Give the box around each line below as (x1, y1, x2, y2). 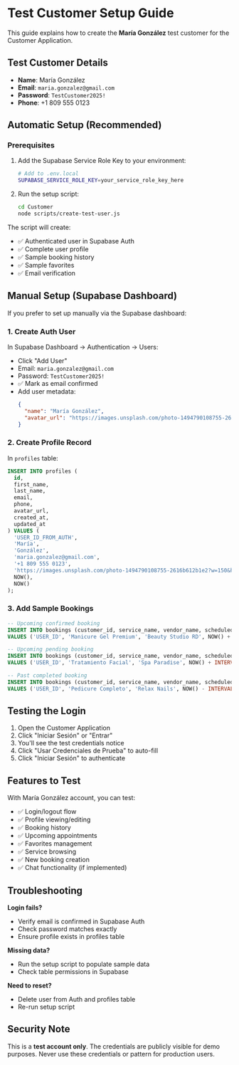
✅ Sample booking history (17, 253, 95, 261)
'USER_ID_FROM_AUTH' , (14, 534, 78, 541)
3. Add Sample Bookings (7, 604, 94, 614)
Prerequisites (7, 140, 55, 150)
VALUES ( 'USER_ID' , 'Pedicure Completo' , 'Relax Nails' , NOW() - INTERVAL (7, 685, 234, 692)
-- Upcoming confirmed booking (7, 619, 100, 627)
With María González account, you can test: (7, 794, 136, 802)
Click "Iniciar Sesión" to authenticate (17, 754, 126, 762)
